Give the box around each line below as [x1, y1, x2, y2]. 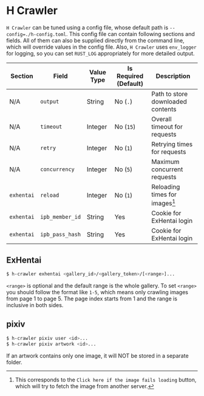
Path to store [151, 90, 188, 98]
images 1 [151, 197, 176, 208]
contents [151, 105, 177, 113]
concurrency [40, 166, 75, 172]
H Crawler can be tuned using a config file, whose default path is [6, 24, 169, 31]
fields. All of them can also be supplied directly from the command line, [6, 37, 185, 44]
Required [116, 71, 144, 80]
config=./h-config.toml [6, 31, 67, 37]
